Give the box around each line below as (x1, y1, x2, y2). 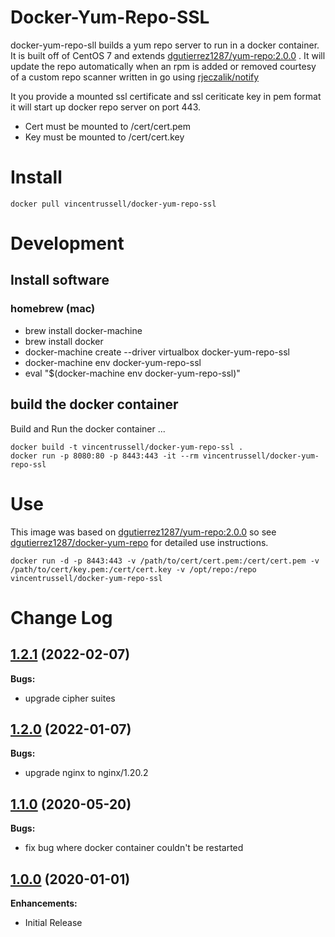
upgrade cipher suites (24, 692, 116, 704)
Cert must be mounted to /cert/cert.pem (24, 120, 191, 132)
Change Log (10, 606, 113, 629)
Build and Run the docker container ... (10, 422, 166, 435)
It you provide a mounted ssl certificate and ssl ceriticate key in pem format (10, 90, 322, 102)
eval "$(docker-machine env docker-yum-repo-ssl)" (24, 367, 241, 379)
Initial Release (24, 916, 83, 928)
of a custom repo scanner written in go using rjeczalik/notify (10, 71, 260, 83)
